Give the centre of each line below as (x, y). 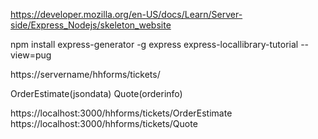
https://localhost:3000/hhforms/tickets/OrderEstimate (121, 113)
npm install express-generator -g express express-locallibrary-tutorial (154, 44)
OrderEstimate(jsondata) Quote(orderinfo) (96, 93)
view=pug (31, 55)
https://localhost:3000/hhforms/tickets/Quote (104, 123)
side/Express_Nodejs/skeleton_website (91, 25)
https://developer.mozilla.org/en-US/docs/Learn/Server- (126, 14)
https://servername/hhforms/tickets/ (85, 74)
